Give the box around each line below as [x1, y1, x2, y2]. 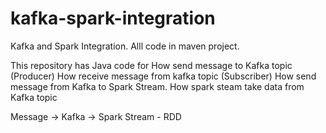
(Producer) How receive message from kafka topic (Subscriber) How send [10, 70, 317, 82]
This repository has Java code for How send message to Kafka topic [10, 59, 293, 71]
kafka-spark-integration [10, 7, 216, 30]
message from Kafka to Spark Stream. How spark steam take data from [10, 80, 305, 92]
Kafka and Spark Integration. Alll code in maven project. [10, 40, 240, 52]
